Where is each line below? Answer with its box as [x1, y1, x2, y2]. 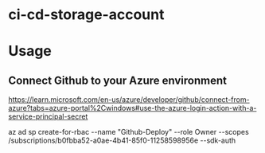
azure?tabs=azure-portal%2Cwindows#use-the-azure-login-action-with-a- [8, 104, 257, 113]
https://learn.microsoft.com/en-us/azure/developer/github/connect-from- [8, 95, 250, 104]
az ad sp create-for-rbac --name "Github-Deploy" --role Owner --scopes [8, 127, 249, 137]
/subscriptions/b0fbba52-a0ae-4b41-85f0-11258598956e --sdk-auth [8, 135, 236, 145]
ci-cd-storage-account [8, 6, 165, 24]
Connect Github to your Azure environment [8, 73, 227, 87]
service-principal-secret [8, 112, 88, 121]
